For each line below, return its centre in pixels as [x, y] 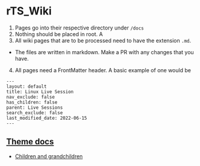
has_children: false [32, 102]
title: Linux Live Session [40, 91]
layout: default [26, 86]
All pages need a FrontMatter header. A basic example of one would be [103, 70]
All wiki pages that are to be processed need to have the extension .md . [103, 40]
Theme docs [30, 142]
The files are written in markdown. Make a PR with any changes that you [104, 52]
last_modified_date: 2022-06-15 [47, 118]
